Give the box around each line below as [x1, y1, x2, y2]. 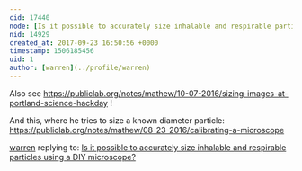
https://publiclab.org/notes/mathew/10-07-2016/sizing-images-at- [43, 87, 289, 99]
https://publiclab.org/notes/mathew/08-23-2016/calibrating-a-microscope [9, 124, 285, 135]
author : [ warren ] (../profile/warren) [9, 64, 151, 73]
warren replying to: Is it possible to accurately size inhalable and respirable [9, 141, 287, 153]
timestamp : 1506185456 [9, 47, 94, 56]
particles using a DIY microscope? [9, 151, 137, 162]
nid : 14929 [9, 30, 50, 39]
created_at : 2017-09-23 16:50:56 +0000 [9, 38, 159, 48]
